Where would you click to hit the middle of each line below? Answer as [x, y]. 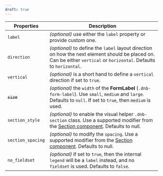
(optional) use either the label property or [97, 34]
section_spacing [26, 140]
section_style [24, 120]
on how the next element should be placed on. [102, 54]
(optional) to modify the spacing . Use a [94, 134]
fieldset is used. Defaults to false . [89, 166]
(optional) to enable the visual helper [91, 114]
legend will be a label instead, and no [92, 160]
